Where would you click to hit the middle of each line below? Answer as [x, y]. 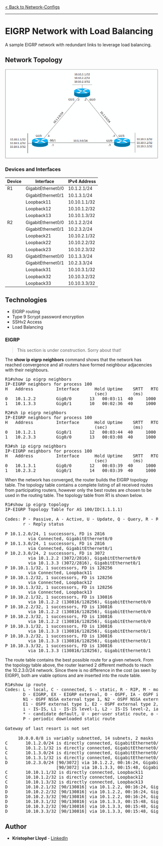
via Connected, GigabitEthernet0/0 [70, 539]
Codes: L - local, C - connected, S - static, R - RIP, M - [78, 690]
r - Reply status [43, 524]
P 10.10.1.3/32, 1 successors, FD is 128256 [59, 588]
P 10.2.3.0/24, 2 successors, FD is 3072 [55, 553]
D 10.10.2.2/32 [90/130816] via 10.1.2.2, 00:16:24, [77, 792]
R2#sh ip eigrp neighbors [36, 413]
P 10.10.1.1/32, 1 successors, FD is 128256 [59, 568]
